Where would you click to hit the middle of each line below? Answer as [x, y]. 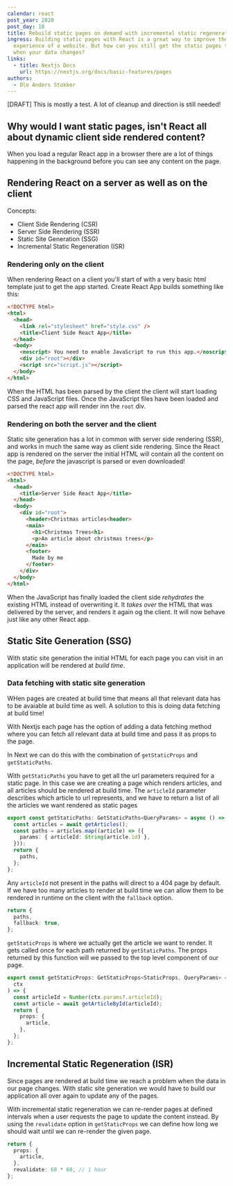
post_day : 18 [26, 26]
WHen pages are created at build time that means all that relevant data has [114, 698]
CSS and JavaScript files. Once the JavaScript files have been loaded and [113, 398]
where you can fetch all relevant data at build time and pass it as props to [112, 734]
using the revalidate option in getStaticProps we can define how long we [113, 1123]
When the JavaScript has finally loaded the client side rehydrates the [106, 597]
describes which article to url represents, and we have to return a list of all [113, 798]
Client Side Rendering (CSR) [58, 224]
